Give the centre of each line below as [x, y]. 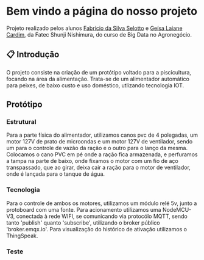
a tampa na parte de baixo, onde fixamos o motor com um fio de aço [92, 161]
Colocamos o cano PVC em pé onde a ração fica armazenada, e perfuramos [102, 154]
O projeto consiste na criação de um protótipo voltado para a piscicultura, [99, 72]
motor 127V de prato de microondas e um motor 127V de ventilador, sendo [100, 142]
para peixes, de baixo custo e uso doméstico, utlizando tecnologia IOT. [95, 85]
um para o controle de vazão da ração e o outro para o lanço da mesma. [97, 148]
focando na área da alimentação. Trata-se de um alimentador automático [98, 79]
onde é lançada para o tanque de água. [56, 174]
